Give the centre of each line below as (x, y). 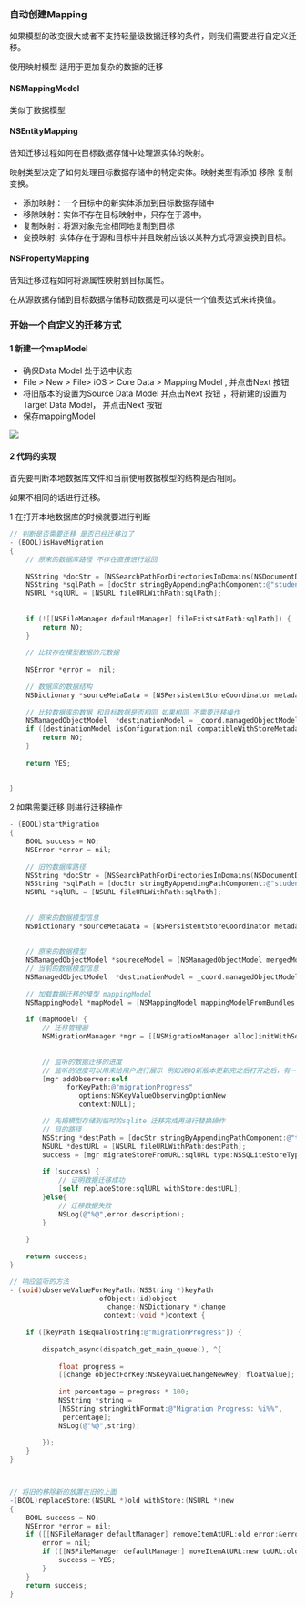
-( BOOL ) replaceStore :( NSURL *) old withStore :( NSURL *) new (122, 1500)
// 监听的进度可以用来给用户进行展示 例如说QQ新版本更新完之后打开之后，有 (166, 1070)
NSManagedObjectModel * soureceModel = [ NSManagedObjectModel (144, 960)
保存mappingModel (59, 416)
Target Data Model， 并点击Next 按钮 (92, 405)
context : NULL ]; (107, 1105)
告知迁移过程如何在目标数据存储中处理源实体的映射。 (109, 152)
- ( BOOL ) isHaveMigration (56, 543)
